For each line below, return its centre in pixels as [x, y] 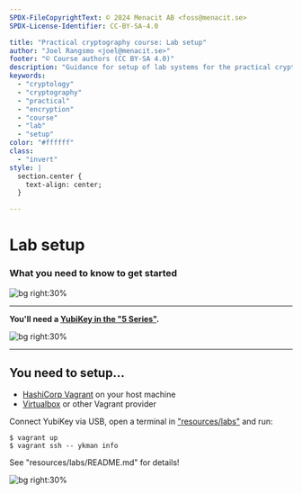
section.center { [50, 176]
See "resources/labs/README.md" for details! [94, 463]
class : [22, 151]
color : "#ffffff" [42, 143]
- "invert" [38, 159]
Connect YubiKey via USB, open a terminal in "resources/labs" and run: [141, 422]
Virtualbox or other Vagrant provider [89, 404]
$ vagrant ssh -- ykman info [64, 446]
